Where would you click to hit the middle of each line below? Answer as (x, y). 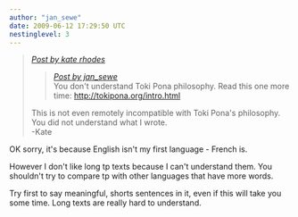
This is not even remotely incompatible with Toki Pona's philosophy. (156, 113)
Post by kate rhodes (68, 60)
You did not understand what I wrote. (99, 122)
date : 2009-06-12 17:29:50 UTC (67, 26)
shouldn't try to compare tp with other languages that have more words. (141, 176)
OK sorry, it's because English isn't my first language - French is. (128, 149)
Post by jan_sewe (85, 77)
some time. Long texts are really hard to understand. (106, 203)
